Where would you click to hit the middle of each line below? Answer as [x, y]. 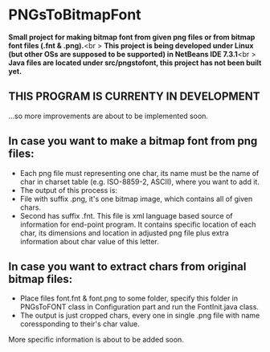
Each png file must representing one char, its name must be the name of [139, 173]
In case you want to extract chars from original [127, 266]
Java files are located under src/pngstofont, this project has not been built [135, 63]
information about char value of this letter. [89, 241]
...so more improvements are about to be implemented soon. [108, 116]
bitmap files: [41, 279]
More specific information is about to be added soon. [96, 340]
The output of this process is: [69, 190]
